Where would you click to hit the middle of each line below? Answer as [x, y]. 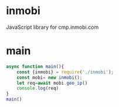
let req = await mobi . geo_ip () [52, 83]
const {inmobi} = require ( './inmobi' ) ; [65, 72]
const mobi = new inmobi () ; [50, 78]
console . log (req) [38, 88]
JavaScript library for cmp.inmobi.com [52, 27]
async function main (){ [35, 66]
